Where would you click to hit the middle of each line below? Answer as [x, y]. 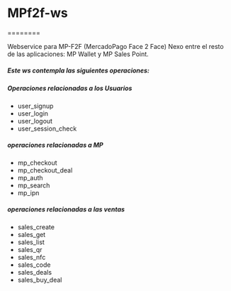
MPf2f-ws [38, 13]
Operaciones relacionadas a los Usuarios [70, 88]
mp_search [34, 185]
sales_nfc [32, 258]
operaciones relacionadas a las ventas [66, 209]
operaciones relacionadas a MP [56, 145]
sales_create [36, 227]
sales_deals [34, 273]
